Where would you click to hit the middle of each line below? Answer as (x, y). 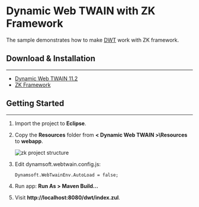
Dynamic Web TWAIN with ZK (81, 11)
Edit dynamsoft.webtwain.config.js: (58, 164)
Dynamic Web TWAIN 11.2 (46, 78)
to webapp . (29, 141)
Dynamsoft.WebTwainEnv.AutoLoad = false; (66, 175)
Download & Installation (51, 58)
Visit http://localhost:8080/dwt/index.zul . (67, 198)
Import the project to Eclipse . (50, 123)
